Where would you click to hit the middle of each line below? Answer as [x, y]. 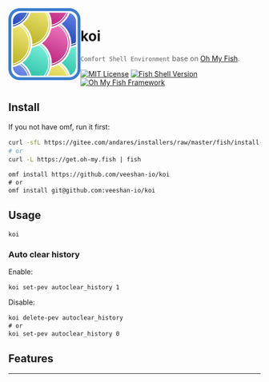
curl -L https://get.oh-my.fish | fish [75, 159]
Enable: [21, 272]
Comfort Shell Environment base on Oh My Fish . [160, 58]
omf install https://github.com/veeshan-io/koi [89, 175]
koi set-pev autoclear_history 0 [64, 334]
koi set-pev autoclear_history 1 [64, 288]
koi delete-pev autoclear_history [66, 318]
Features [31, 358]
